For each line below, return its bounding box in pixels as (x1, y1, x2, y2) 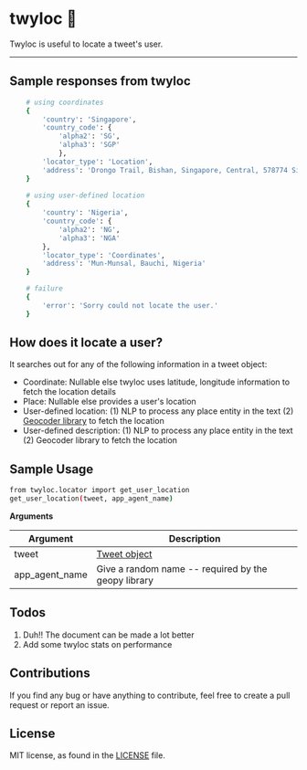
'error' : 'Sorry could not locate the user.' (42, 301, 219, 310)
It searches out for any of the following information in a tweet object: (9, 359, 268, 370)
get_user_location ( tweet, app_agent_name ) (9, 494, 174, 503)
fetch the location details (22, 386, 117, 397)
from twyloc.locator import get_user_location (9, 486, 190, 495)
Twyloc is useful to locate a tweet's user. (9, 38, 164, 49)
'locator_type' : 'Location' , (42, 157, 153, 166)
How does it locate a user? (9, 335, 163, 351)
